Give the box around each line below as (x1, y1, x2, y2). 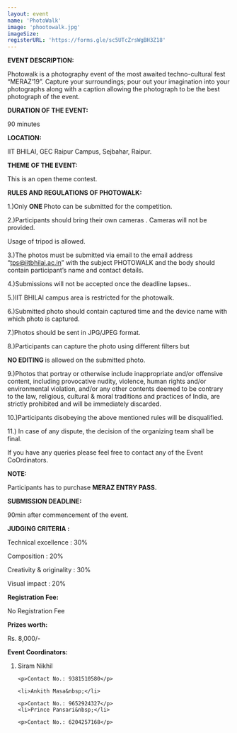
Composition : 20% (7, 552, 64, 560)
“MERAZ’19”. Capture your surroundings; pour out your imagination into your (7, 77, 230, 86)
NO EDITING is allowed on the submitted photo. (7, 356, 146, 365)
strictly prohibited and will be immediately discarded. (7, 399, 161, 408)
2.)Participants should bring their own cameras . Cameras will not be (7, 216, 207, 225)
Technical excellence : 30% (7, 538, 88, 547)
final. (7, 435, 23, 443)
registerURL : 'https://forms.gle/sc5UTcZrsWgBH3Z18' (7, 37, 166, 44)
